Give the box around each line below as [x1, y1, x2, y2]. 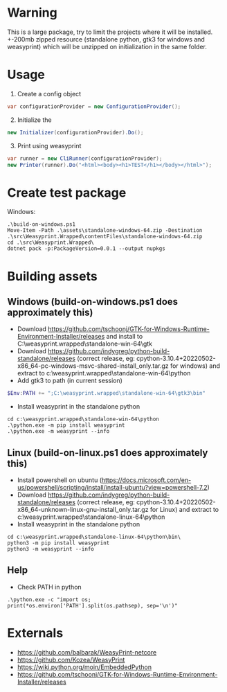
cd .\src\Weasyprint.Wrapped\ [7, 239, 95, 247]
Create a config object [17, 89, 82, 98]
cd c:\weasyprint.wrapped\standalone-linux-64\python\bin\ [7, 533, 181, 540]
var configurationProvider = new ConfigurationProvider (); [7, 103, 181, 110]
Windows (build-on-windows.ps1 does [7, 296, 179, 308]
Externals [7, 626, 64, 641]
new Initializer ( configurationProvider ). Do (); [7, 129, 144, 136]
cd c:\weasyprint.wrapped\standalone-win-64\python [7, 416, 159, 423]
